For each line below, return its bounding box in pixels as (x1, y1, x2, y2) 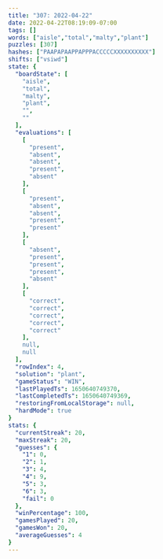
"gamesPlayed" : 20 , (15, 516, 79, 524)
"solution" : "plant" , (15, 370, 86, 378)
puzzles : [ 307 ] (8, 41, 58, 49)
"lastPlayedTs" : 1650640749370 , (15, 385, 121, 393)
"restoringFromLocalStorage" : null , (15, 399, 135, 408)
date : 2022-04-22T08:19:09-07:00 (8, 19, 118, 27)
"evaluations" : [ (15, 128, 72, 136)
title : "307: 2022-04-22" (8, 11, 92, 20)
